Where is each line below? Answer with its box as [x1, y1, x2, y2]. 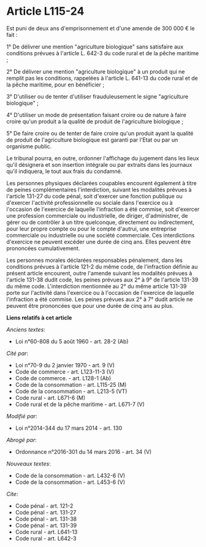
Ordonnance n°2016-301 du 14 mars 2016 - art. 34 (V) [15, 448, 152, 455]
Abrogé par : [6, 436, 37, 443]
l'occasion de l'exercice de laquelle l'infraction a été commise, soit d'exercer [6, 205, 200, 213]
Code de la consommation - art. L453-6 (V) [15, 478, 126, 486]
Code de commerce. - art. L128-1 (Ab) [15, 374, 112, 381]
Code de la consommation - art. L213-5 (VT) [15, 388, 128, 395]
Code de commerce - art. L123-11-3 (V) [15, 368, 115, 375]
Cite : [6, 490, 18, 497]
